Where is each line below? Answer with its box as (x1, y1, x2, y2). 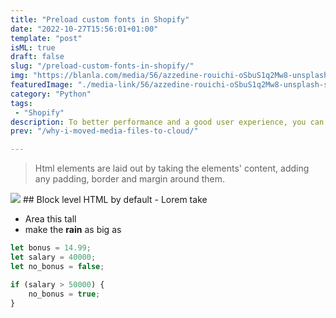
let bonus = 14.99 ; (10, 243, 92, 253)
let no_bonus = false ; (10, 261, 105, 271)
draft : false (10, 52, 65, 62)
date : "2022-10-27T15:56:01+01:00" (10, 24, 159, 34)
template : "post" (10, 33, 83, 43)
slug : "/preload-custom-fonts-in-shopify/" (10, 61, 195, 71)
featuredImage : (10, 80, 74, 90)
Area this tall (24, 213, 77, 225)
